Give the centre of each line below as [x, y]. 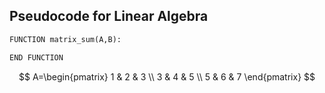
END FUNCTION [36, 57]
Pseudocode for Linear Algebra [109, 16]
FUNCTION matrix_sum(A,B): [65, 39]
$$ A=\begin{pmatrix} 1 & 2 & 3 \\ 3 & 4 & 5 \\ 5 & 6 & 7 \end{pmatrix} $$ [167, 76]
